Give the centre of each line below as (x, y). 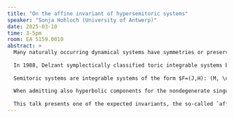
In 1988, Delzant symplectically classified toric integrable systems (118, 65)
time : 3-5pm (24, 33)
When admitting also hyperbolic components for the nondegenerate (112, 91)
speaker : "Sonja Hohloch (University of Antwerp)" (82, 20)
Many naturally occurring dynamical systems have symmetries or (109, 53)
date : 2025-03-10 (32, 26)
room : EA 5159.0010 (36, 40)
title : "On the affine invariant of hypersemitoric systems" (98, 14)
